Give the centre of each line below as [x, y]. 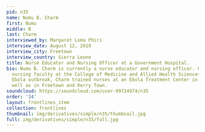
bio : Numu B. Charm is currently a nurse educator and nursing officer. [101, 68]
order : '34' [21, 97]
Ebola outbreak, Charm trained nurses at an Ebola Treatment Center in [105, 80]
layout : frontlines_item [38, 102]
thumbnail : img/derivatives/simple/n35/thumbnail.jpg [76, 114]
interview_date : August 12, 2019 [49, 46]
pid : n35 [17, 12]
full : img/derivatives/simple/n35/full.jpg [63, 119]
